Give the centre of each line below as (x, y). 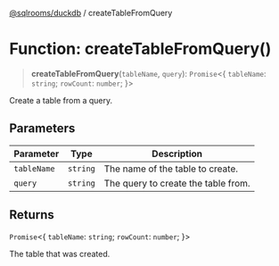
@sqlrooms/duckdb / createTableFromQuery (91, 13)
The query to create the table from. (177, 183)
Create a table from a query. (61, 100)
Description (177, 154)
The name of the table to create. (171, 169)
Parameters (42, 129)
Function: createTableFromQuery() (140, 49)
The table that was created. (60, 254)
